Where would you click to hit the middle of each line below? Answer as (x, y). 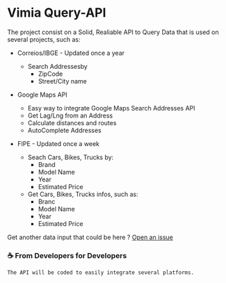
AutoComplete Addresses (65, 130)
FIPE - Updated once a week (58, 143)
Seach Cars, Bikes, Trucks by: (71, 157)
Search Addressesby (58, 66)
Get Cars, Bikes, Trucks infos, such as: (83, 194)
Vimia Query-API (57, 13)
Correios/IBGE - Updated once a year (71, 53)
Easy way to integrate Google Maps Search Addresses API (112, 108)
